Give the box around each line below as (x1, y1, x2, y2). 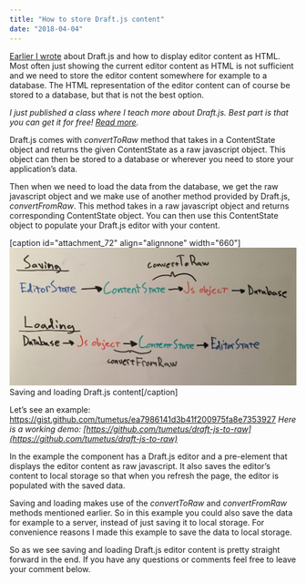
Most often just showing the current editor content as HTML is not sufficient (9, 60, 294, 71)
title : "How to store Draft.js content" (9, 15, 166, 24)
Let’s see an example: (9, 404, 91, 415)
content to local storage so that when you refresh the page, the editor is (9, 470, 280, 482)
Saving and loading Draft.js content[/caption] (9, 387, 178, 398)
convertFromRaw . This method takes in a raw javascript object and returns (9, 200, 290, 211)
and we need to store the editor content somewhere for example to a (9, 69, 268, 81)
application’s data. (9, 163, 78, 174)
